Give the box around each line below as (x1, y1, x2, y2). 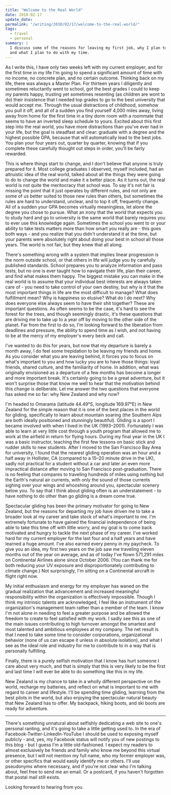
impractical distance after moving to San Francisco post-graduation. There (5, 466, 162, 472)
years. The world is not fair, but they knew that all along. (5, 241, 123, 247)
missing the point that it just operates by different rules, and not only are (5, 187, 157, 193)
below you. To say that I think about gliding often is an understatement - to (5, 487, 162, 494)
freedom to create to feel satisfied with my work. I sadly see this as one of (5, 615, 161, 621)
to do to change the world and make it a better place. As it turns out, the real (5, 177, 165, 183)
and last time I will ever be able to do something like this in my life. (5, 668, 144, 674)
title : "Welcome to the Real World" (5, 7, 83, 13)
